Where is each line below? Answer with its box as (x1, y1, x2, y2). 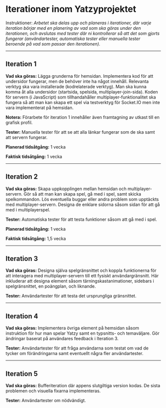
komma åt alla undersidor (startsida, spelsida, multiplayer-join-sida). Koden (5, 89, 158, 95)
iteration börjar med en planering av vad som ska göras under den (5, 25, 141, 31)
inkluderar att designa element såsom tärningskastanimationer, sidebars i (5, 278, 154, 284)
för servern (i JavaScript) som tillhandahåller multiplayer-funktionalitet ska (5, 94, 156, 100)
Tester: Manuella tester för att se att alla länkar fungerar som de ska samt (5, 129, 155, 135)
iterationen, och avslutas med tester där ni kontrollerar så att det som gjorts (5, 30, 160, 36)
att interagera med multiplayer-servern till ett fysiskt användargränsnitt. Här (5, 273, 159, 279)
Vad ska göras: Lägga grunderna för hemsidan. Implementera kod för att (5, 73, 153, 79)
